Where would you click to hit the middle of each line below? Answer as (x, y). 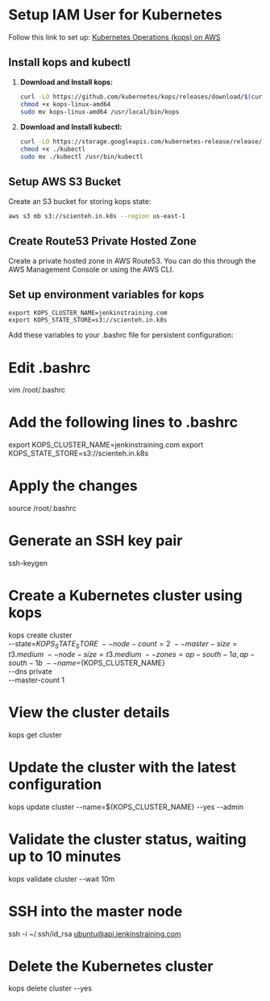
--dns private (30, 671)
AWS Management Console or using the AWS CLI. (91, 269)
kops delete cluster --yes (50, 988)
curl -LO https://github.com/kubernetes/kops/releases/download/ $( (135, 97)
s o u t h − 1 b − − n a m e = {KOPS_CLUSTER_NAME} (87, 662)
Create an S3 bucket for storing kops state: (80, 201)
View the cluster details (89, 712)
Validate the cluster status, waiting (128, 839)
